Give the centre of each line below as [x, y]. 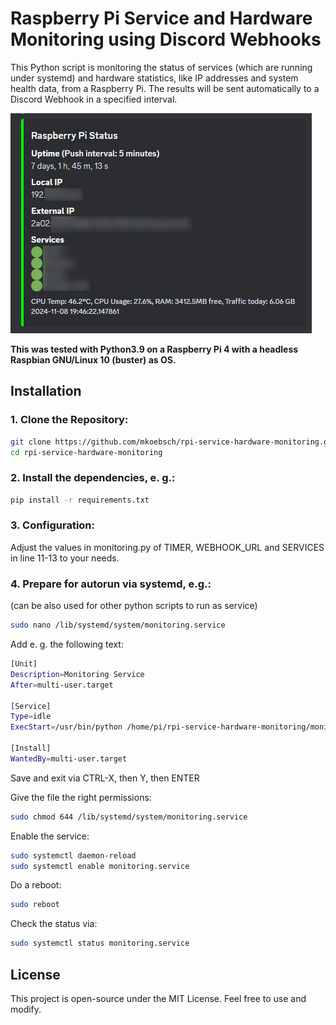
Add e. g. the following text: [67, 644]
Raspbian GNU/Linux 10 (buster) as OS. [93, 359]
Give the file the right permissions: [81, 797]
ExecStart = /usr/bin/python [66, 727]
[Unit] [24, 664]
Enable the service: [50, 836]
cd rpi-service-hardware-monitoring [86, 452]
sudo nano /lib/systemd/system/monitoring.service [118, 625]
